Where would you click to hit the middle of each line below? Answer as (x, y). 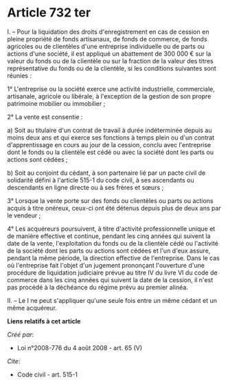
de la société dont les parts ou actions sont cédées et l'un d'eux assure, (109, 250)
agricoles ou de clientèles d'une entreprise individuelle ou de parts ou (106, 46)
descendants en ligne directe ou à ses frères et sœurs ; (85, 187)
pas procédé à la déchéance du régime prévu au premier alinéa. (98, 287)
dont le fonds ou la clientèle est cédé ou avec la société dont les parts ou (111, 152)
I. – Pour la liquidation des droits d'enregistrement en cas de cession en (108, 32)
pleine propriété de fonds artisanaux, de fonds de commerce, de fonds (107, 39)
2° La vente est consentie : (45, 117)
